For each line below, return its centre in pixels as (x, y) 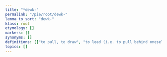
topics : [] (16, 47)
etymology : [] (20, 28)
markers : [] (17, 33)
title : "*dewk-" (22, 10)
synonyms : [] (19, 38)
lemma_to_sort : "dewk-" (30, 19)
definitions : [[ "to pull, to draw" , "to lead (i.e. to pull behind (77, 42)
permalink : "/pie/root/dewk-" (37, 14)
